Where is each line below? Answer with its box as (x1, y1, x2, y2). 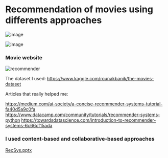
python (5, 117, 20, 123)
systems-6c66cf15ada (5, 123, 53, 129)
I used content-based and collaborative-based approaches (5, 136, 155, 143)
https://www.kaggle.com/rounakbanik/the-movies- (46, 76, 154, 82)
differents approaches (5, 14, 102, 26)
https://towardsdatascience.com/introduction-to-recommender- (21, 117, 156, 123)
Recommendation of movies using (5, 4, 153, 15)
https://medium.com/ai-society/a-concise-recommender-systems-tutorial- (5, 101, 163, 107)
